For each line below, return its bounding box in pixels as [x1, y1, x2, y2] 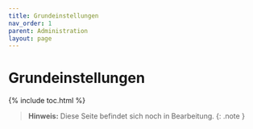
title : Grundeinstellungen [8, 11, 99, 20]
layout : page [8, 34, 52, 43]
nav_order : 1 [8, 19, 52, 27]
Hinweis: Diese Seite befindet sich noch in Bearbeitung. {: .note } [27, 111, 246, 121]
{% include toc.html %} [8, 96, 86, 106]
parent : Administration [8, 27, 89, 35]
